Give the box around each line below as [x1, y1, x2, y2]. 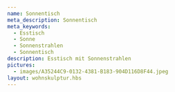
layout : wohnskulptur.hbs [7, 74, 82, 82]
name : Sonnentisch [7, 10, 60, 17]
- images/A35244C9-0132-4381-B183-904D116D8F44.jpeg [13, 68, 169, 75]
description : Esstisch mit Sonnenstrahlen [7, 55, 131, 62]
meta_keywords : [7, 23, 51, 30]
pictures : [7, 62, 36, 68]
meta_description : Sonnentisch [7, 17, 98, 24]
